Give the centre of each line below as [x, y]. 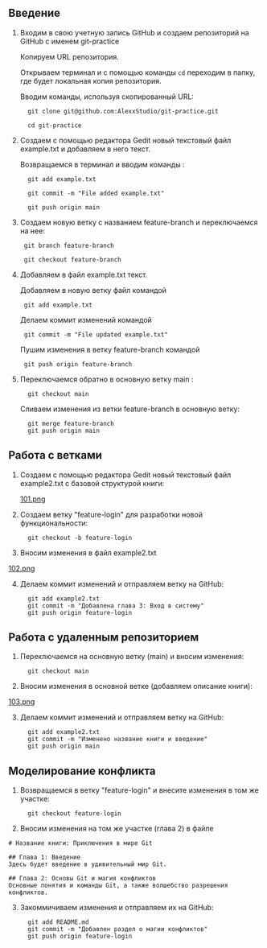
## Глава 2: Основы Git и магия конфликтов [82, 879]
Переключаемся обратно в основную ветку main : [107, 379]
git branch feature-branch [69, 245]
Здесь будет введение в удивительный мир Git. [88, 864]
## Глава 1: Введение [45, 857]
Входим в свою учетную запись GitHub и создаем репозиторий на [134, 32]
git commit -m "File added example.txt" [96, 193]
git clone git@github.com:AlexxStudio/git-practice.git [123, 111]
